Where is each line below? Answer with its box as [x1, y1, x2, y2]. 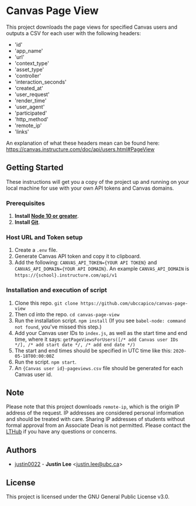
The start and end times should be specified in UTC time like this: [14, 347, 173, 354]
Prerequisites [6, 199, 45, 207]
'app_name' [14, 47, 43, 54]
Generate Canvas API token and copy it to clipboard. [14, 253, 142, 260]
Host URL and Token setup [6, 233, 83, 241]
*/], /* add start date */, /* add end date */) [14, 341, 136, 348]
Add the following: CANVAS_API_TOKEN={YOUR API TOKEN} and [14, 259, 157, 266]
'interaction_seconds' [14, 78, 67, 86]
